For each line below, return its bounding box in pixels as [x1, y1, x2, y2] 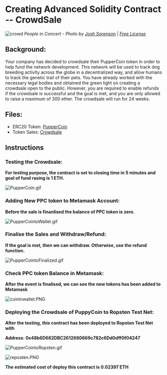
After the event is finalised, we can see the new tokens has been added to [5, 281, 161, 287]
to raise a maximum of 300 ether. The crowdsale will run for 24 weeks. [5, 96, 151, 102]
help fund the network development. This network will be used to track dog [5, 64, 160, 70]
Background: [5, 45, 46, 54]
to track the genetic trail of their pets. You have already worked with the [5, 74, 153, 81]
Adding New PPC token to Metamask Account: [5, 197, 120, 204]
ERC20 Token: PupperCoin [12, 124, 67, 130]
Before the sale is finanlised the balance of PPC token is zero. [5, 209, 135, 215]
